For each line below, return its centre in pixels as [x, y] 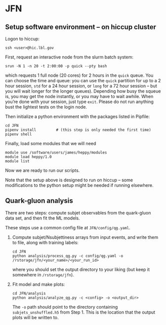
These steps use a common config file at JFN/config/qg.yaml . [68, 227]
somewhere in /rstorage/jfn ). [43, 274]
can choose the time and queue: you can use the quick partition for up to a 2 [83, 81]
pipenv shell [19, 134]
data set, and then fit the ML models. [42, 218]
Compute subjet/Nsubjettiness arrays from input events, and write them [85, 237]
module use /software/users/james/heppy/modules [56, 153]
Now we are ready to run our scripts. [42, 170]
